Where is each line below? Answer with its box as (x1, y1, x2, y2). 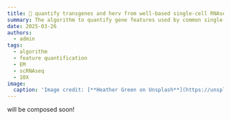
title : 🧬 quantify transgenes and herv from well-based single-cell (7, 10, 208, 17)
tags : (7, 42, 23, 49)
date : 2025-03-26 (7, 23, 57, 29)
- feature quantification (13, 55, 88, 62)
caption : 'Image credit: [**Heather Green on (13, 86, 146, 93)
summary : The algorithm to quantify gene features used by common (7, 16, 201, 23)
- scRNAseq (13, 67, 45, 74)
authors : (7, 29, 32, 36)
